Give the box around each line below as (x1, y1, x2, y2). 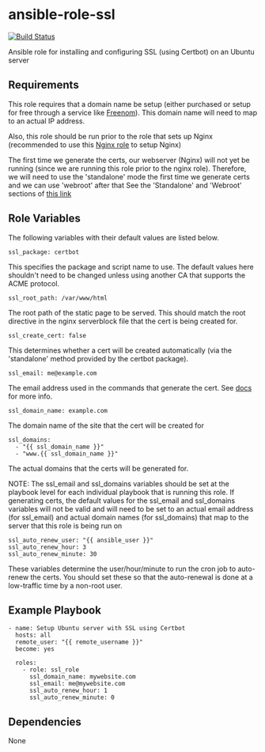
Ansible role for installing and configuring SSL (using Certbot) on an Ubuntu (8, 47, 255, 56)
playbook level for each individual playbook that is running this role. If (8, 487, 235, 497)
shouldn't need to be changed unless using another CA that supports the (8, 270, 246, 280)
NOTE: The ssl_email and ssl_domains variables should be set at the (8, 478, 229, 488)
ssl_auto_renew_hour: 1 (28, 686, 108, 695)
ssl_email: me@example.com (8, 369, 97, 377)
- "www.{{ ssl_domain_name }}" (15, 449, 119, 458)
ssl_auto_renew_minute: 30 (8, 550, 97, 558)
